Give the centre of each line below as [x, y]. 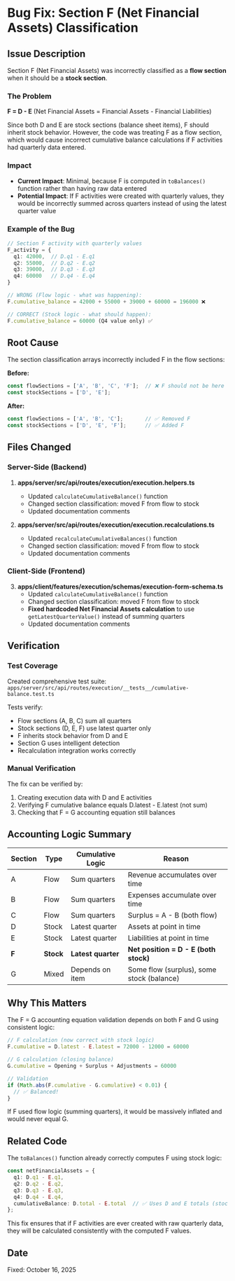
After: [16, 406]
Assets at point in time [164, 926]
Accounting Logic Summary [69, 834]
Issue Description [47, 54]
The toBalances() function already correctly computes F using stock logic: [115, 1158]
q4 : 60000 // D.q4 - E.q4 [55, 276]
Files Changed [39, 447]
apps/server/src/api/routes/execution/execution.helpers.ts [106, 483]
